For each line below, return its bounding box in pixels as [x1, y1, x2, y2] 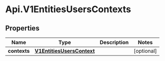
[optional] [133, 47, 157, 54]
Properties [5, 24, 40, 33]
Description [99, 39, 129, 46]
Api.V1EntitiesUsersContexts [5, 4, 131, 15]
